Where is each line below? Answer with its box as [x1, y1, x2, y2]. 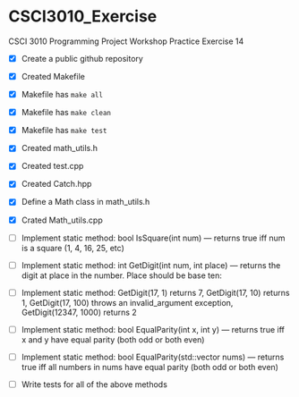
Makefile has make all [21, 89, 104, 100]
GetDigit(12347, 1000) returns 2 [21, 307, 138, 317]
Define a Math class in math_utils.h [21, 197, 150, 207]
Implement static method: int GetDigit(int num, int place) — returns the [21, 259, 281, 270]
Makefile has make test [21, 125, 107, 136]
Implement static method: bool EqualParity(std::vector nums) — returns [21, 351, 285, 362]
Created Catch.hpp [21, 179, 92, 190]
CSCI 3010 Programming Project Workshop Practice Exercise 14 [8, 36, 244, 46]
